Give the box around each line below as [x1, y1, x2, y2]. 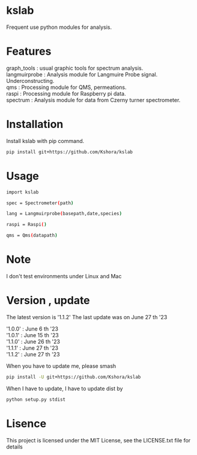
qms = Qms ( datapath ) [6, 233, 58, 239]
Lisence [6, 417, 47, 430]
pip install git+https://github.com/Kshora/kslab [6, 148, 133, 155]
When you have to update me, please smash [6, 362, 117, 370]
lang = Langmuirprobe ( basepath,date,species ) [6, 211, 122, 217]
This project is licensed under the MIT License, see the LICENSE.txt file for [6, 436, 191, 444]
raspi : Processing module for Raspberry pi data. [6, 90, 126, 97]
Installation [6, 118, 64, 131]
